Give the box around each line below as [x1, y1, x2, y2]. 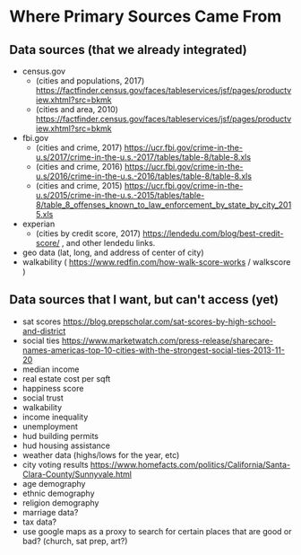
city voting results [21, 459, 89, 470]
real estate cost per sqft [21, 373, 111, 383]
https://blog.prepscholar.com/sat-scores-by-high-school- [62, 316, 277, 327]
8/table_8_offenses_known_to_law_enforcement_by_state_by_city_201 [35, 199, 292, 210]
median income [21, 364, 80, 374]
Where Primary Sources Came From [9, 6, 282, 27]
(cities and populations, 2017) [35, 75, 145, 86]
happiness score [21, 383, 84, 393]
